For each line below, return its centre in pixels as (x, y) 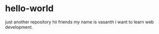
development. (19, 27)
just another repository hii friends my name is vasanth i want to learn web (79, 22)
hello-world (30, 8)
